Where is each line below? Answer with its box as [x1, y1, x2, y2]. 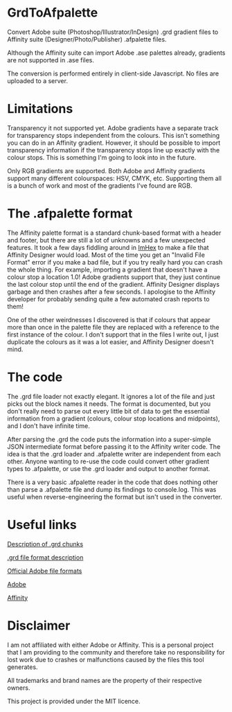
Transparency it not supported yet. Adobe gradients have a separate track [7, 123, 219, 132]
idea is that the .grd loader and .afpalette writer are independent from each [7, 450, 222, 458]
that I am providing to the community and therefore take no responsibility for [7, 648, 225, 656]
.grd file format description [7, 553, 84, 562]
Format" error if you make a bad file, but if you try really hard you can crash [7, 258, 223, 266]
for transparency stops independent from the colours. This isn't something [7, 131, 220, 139]
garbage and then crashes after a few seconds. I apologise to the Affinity [7, 287, 216, 296]
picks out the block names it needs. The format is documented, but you [7, 400, 211, 408]
